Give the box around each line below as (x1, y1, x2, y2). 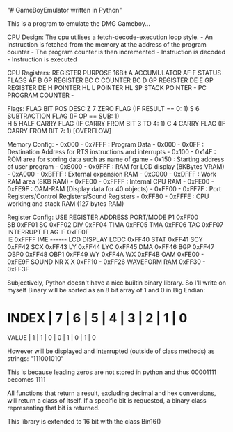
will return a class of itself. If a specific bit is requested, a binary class (7, 396, 207, 404)
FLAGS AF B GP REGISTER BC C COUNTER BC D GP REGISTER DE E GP (7, 76, 214, 84)
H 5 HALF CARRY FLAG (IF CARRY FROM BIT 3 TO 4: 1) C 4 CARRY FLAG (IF (7, 119, 226, 128)
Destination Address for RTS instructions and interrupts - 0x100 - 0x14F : (7, 148, 216, 156)
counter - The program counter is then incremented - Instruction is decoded (7, 48, 226, 56)
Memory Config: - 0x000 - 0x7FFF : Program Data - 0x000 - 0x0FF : (7, 140, 204, 149)
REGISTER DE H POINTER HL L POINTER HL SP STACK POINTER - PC (7, 84, 207, 91)
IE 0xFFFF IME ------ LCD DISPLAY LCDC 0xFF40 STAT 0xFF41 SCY (7, 235, 203, 244)
